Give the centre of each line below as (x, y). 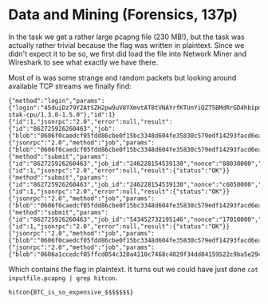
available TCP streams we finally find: (70, 86)
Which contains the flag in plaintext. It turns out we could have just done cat (134, 269)
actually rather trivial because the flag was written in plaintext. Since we (126, 45)
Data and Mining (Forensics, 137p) (123, 15)
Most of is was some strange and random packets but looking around (122, 77)
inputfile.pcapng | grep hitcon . (63, 278)
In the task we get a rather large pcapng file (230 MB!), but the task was (126, 37)
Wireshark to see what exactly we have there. (83, 62)
